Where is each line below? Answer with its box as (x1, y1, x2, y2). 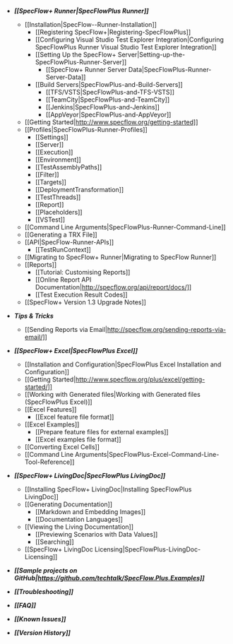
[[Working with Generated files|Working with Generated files (24, 390, 201, 398)
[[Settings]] (35, 133, 68, 141)
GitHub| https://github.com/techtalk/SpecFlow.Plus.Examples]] (13, 574, 205, 582)
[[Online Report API (35, 275, 92, 284)
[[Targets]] (35, 178, 67, 186)
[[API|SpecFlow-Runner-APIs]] (24, 238, 114, 246)
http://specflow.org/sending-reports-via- (107, 326, 227, 333)
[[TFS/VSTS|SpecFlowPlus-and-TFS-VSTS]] (45, 88, 175, 96)
